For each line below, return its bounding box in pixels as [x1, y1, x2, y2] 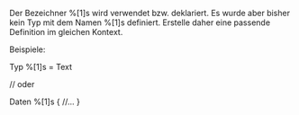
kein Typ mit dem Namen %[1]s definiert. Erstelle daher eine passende [9, 17, 271, 28]
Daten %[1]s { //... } [9, 96, 81, 107]
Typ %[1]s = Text [9, 62, 73, 72]
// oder [9, 79, 35, 89]
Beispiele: [9, 44, 46, 55]
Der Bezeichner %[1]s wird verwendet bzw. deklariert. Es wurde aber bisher [9, 8, 291, 18]
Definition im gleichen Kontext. [9, 27, 123, 37]
